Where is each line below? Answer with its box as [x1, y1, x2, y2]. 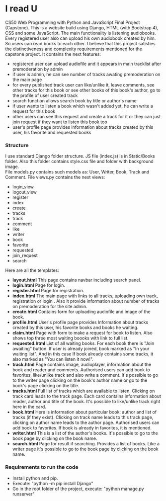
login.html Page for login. [12, 282, 66, 288]
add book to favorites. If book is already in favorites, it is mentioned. [12, 425, 152, 431]
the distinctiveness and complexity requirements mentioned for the [5, 46, 143, 52]
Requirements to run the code [5, 464, 79, 471]
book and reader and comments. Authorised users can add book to [12, 367, 150, 373]
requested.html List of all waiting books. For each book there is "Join [12, 340, 155, 346]
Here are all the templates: [5, 267, 59, 273]
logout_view [12, 189, 37, 195]
